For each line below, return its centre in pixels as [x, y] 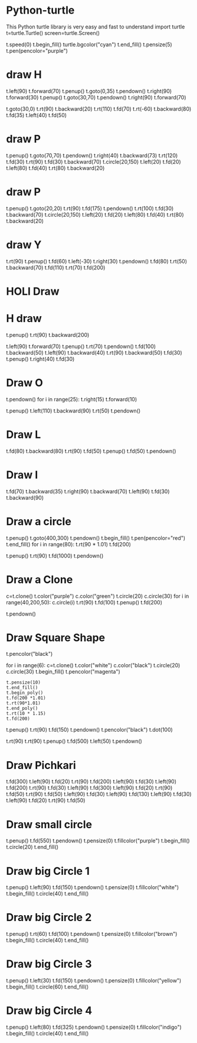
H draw [24, 319]
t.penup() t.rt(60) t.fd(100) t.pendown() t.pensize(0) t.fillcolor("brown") [92, 934]
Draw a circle [39, 521]
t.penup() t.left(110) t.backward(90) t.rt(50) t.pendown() [73, 411]
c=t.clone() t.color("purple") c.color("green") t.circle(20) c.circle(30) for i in [98, 596]
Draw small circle [49, 824]
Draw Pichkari [41, 765]
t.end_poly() [22, 709]
